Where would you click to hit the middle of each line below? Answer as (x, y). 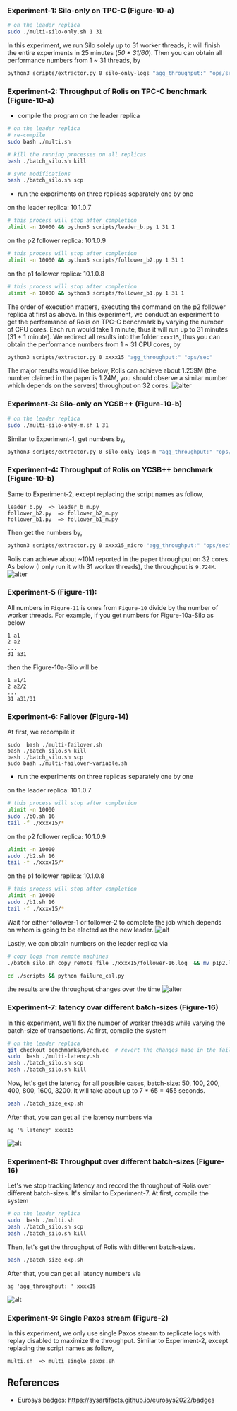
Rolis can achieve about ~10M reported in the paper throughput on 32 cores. (119, 559)
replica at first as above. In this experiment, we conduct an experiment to (114, 314)
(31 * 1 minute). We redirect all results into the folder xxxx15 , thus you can (114, 336)
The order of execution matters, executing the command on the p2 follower (116, 307)
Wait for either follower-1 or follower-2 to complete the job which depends (115, 922)
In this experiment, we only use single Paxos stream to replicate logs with (114, 1333)
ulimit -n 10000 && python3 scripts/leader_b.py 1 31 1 (91, 227)
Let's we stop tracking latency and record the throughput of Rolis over (109, 1185)
